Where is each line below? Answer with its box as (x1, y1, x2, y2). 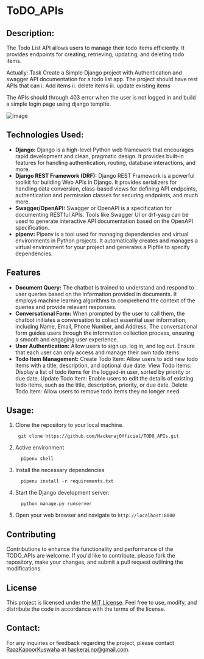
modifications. (6, 565, 43, 572)
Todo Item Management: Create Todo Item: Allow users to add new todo (15, 355, 199, 362)
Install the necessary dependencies (15, 467, 105, 474)
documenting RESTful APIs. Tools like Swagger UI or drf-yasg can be (15, 211, 189, 218)
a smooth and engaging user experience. (15, 335, 119, 343)
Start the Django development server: (15, 489, 110, 497)
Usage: (6, 406, 35, 416)
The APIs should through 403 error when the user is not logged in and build (6, 94, 196, 101)
